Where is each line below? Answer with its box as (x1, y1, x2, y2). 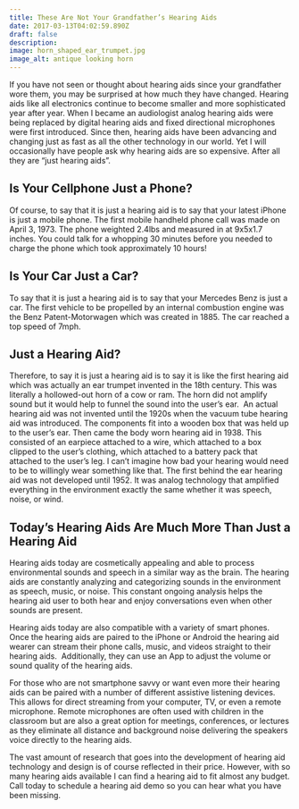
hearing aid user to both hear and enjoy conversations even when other (9, 595, 272, 606)
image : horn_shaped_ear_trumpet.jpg (9, 46, 145, 55)
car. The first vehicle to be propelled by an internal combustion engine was (9, 301, 285, 313)
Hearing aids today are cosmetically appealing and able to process (9, 558, 255, 569)
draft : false (9, 29, 58, 38)
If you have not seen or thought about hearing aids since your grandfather (9, 80, 282, 89)
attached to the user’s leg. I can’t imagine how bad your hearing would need (9, 456, 289, 467)
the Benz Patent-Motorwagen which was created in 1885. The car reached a (9, 311, 290, 322)
